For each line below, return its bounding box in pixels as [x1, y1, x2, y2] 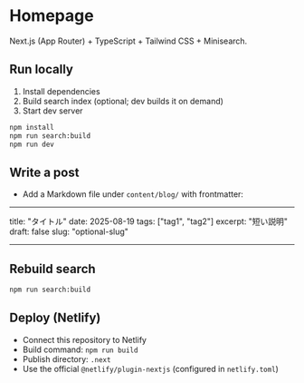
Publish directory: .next [22, 353, 111, 364]
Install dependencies [22, 85, 101, 96]
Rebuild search [9, 260, 97, 277]
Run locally [9, 62, 74, 77]
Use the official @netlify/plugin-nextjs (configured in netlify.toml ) [22, 363, 279, 374]
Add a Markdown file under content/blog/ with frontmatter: [22, 189, 244, 200]
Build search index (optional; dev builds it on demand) [22, 95, 224, 106]
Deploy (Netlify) [9, 310, 101, 326]
